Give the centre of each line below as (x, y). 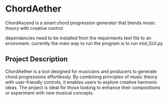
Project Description (37, 59)
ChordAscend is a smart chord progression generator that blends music (80, 23)
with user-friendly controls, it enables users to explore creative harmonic (81, 82)
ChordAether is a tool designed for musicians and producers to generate (81, 71)
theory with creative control (34, 28)
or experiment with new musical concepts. (49, 93)
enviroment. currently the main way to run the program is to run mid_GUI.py (84, 43)
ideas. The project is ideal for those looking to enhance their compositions (83, 87)
